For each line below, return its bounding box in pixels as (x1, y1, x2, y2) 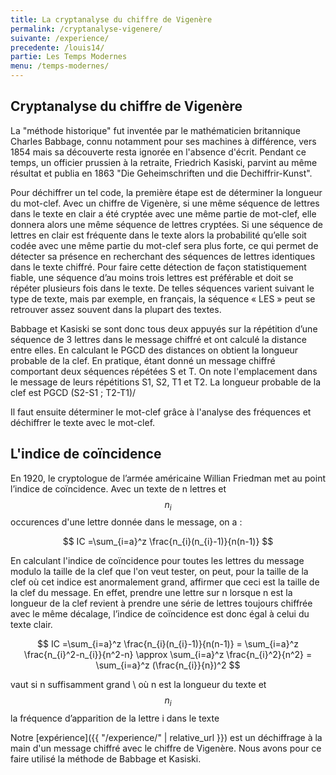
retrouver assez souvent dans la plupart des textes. (10, 303, 222, 315)
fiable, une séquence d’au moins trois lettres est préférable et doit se (10, 271, 294, 283)
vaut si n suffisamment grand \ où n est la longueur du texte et (10, 679, 267, 691)
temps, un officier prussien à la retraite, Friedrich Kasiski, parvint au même (10, 156, 318, 168)
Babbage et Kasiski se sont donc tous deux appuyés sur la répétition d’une (10, 322, 318, 335)
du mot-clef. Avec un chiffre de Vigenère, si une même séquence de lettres (10, 197, 320, 209)
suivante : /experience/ (10, 33, 110, 43)
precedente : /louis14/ (10, 42, 105, 53)
